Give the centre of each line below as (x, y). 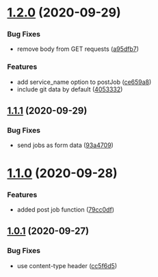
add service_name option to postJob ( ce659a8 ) (84, 82)
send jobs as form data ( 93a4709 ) (65, 145)
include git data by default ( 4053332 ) (70, 89)
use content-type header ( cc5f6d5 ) (67, 265)
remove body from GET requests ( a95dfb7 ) (78, 49)
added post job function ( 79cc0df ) (66, 209)
